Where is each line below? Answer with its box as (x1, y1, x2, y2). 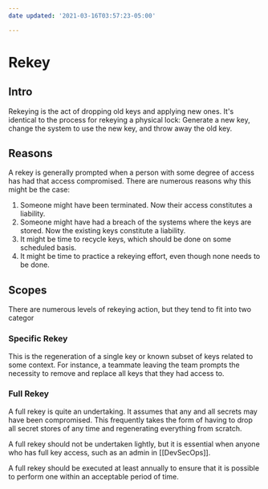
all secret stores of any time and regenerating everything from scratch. (8, 423, 242, 433)
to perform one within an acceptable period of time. (8, 471, 179, 481)
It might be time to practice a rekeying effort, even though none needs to (19, 252, 261, 261)
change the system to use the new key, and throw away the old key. (8, 123, 233, 133)
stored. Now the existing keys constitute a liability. (19, 226, 186, 236)
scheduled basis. (19, 243, 77, 253)
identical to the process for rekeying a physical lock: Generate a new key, (8, 115, 250, 124)
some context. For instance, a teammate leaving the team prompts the (8, 360, 240, 370)
